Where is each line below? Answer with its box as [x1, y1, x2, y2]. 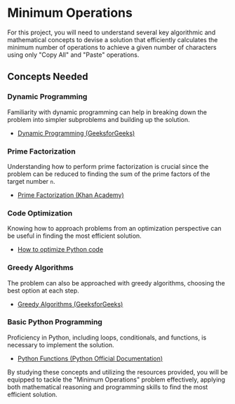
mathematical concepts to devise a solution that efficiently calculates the [7, 35, 218, 43]
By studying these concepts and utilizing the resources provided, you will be [7, 368, 228, 376]
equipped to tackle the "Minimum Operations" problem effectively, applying [7, 375, 226, 384]
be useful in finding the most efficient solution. [7, 231, 142, 240]
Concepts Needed [7, 71, 88, 83]
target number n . [7, 177, 55, 185]
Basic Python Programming [7, 317, 103, 327]
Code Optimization [7, 208, 73, 218]
